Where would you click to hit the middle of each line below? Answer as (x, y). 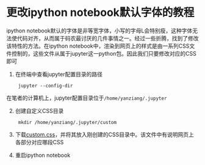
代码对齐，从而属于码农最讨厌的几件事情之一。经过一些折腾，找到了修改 (108, 38)
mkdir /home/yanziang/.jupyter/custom (67, 122)
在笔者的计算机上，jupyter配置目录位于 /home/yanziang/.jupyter (87, 98)
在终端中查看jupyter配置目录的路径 (59, 74)
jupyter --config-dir (45, 86)
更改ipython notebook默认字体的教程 (100, 13)
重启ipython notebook (43, 155)
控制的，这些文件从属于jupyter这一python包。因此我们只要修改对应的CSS (104, 53)
